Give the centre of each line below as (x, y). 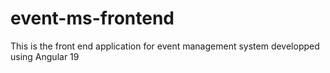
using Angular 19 (45, 56)
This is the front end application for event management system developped (165, 46)
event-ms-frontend (92, 18)
